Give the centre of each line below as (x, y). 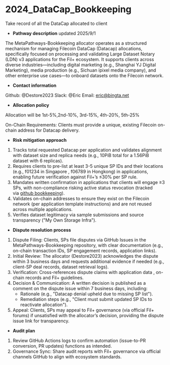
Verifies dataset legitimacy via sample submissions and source (78, 215)
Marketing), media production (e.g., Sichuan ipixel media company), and (81, 70)
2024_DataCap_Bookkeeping (69, 9)
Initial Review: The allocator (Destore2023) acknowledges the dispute (85, 256)
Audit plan (24, 330)
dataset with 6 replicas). (38, 161)
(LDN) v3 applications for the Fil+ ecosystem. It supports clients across (80, 59)
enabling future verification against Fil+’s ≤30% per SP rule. (75, 177)
